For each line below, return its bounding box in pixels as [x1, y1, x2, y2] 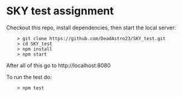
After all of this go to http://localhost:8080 [6, 62, 111, 69]
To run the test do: [6, 73, 52, 80]
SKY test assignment [6, 4, 115, 18]
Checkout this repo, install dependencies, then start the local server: [6, 24, 177, 31]
